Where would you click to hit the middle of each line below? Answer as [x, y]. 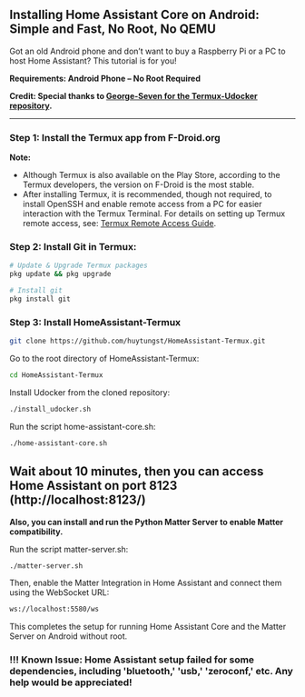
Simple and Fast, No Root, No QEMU [113, 30]
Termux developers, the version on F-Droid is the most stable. [138, 184]
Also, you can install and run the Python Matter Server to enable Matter [147, 522]
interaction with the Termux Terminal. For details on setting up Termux [154, 214]
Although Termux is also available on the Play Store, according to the [152, 175]
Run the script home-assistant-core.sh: [83, 426]
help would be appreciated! [71, 682]
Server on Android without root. [69, 636]
